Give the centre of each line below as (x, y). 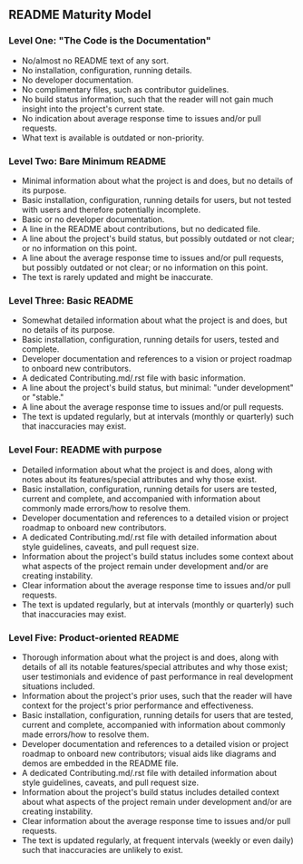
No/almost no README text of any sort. (95, 60)
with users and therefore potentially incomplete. (111, 209)
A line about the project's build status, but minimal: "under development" (157, 388)
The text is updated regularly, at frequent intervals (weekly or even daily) (157, 840)
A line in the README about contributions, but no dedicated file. (141, 228)
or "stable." (43, 397)
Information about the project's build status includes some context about (157, 556)
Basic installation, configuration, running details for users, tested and (150, 340)
